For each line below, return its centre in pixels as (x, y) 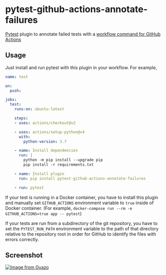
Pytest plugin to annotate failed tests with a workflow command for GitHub (83, 34)
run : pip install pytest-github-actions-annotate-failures (82, 178)
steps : (21, 118)
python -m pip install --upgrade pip (63, 160)
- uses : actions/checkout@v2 (45, 123)
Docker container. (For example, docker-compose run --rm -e (69, 208)
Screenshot (24, 255)
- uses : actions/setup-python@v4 (50, 132)
